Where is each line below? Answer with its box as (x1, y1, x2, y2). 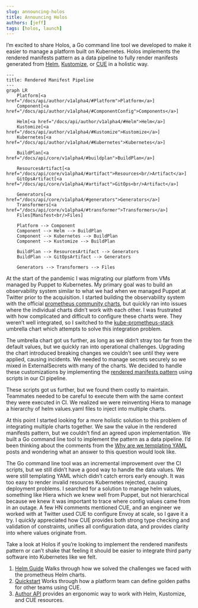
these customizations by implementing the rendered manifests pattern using (6, 368, 193, 376)
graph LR (6, 87, 28, 94)
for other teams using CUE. (14, 584, 81, 591)
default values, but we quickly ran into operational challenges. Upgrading (6, 343, 185, 351)
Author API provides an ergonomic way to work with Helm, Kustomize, (14, 590, 187, 597)
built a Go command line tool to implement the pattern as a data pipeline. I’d (6, 436, 191, 443)
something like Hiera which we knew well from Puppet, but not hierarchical (6, 492, 189, 499)
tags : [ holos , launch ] (6, 25, 62, 31)
